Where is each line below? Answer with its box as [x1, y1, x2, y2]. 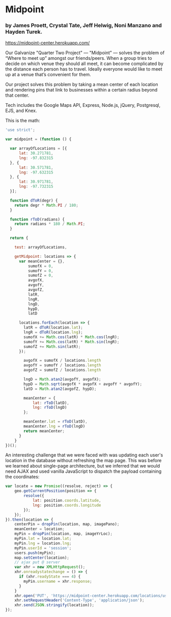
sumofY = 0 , [27, 268, 53, 273]
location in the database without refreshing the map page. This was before [5, 457, 162, 464]
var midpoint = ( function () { [5, 137, 72, 142]
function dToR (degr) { [10, 198, 58, 203]
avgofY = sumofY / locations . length [23, 363, 101, 368]
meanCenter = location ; [14, 526, 65, 532]
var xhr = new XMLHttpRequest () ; [14, 564, 85, 570]
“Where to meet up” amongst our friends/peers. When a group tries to [5, 55, 152, 61]
